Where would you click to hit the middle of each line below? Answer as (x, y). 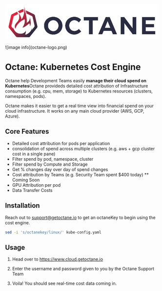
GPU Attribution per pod (36, 185)
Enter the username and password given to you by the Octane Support (83, 269)
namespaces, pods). (26, 96)
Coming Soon (26, 180)
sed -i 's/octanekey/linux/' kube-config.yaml (53, 232)
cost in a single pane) (34, 154)
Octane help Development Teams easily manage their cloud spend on (76, 80)
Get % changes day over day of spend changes (60, 169)
